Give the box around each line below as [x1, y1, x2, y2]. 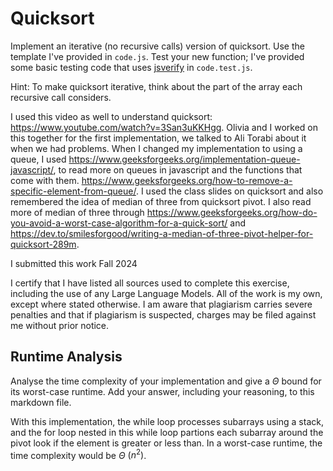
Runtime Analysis [10, 348, 123, 366]
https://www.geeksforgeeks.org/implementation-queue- [68, 153, 301, 165]
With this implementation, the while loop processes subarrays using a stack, [10, 415, 324, 427]
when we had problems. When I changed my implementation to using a [10, 142, 303, 154]
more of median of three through [10, 206, 145, 218]
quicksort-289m [10, 238, 77, 250]
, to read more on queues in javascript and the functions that [53, 163, 303, 176]
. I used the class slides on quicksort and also [135, 185, 324, 197]
